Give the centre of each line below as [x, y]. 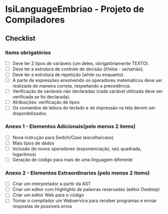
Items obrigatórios [28, 52]
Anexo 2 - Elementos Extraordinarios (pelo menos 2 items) [77, 172]
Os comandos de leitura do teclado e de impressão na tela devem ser [84, 108]
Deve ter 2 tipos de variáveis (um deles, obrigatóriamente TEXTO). [81, 63]
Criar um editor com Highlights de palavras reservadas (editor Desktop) [86, 189]
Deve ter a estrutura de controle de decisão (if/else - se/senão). [78, 69]
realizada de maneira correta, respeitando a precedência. [71, 86]
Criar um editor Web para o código [48, 195]
